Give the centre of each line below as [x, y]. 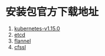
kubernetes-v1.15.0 [37, 28]
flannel [22, 41]
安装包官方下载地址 [52, 12]
